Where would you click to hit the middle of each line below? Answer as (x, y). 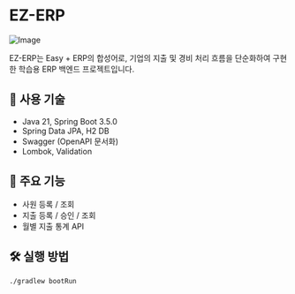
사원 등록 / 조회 (48, 204)
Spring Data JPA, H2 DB (66, 131)
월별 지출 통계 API (53, 226)
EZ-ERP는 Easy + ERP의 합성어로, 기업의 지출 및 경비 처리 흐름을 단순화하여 (140, 57)
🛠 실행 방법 (39, 256)
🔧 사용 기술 (38, 99)
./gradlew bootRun (43, 282)
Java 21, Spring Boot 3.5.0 (69, 121)
